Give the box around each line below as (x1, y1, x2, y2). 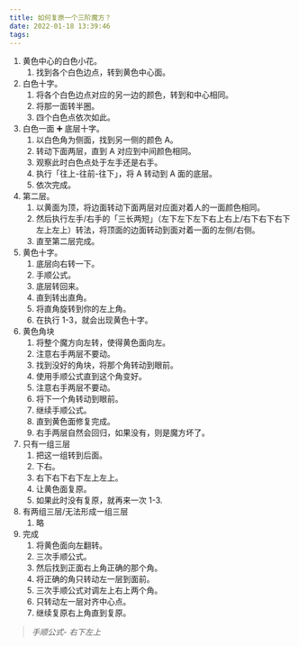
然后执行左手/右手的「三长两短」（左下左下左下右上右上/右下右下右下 (35, 214, 291, 224)
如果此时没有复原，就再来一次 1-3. (35, 495, 163, 505)
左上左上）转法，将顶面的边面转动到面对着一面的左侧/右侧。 (35, 224, 260, 235)
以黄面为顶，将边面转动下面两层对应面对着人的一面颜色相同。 (35, 202, 266, 213)
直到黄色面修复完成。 (35, 416, 115, 427)
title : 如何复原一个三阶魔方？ (9, 13, 112, 23)
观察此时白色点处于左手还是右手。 (35, 157, 163, 168)
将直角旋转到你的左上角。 (35, 304, 131, 314)
